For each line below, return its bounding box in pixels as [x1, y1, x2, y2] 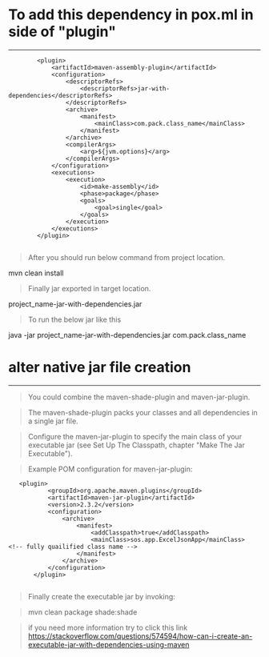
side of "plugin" [8, 22, 116, 41]
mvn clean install [8, 268, 64, 278]
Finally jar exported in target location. [27, 283, 151, 293]
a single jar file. [27, 416, 78, 426]
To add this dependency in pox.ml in [8, 6, 254, 24]
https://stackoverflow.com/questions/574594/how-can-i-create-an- [27, 631, 253, 641]
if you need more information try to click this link [27, 623, 188, 632]
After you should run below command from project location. [27, 252, 226, 262]
